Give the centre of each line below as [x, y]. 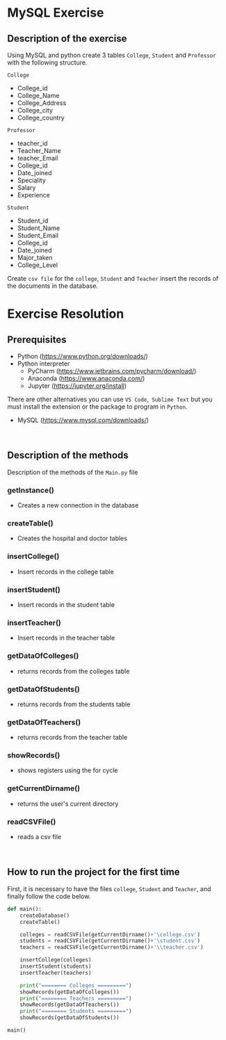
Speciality [32, 180]
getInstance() [31, 490]
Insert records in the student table [66, 605]
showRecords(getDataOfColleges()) [70, 992]
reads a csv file [39, 837]
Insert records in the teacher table [66, 638]
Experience [33, 195]
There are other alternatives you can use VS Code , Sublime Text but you [110, 399]
